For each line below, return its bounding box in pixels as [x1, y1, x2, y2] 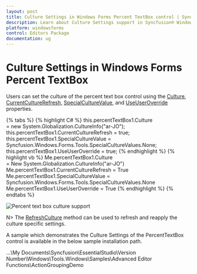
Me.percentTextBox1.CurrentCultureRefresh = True [6, 166, 129, 173]
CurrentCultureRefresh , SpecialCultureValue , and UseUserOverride [6, 99, 168, 106]
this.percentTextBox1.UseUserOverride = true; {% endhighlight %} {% [6, 148, 175, 155]
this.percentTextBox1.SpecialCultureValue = [6, 135, 111, 142]
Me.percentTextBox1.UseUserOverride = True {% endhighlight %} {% [6, 185, 174, 192]
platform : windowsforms [6, 25, 64, 31]
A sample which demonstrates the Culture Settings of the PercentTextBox [6, 231, 184, 238]
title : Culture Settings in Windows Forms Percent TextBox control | [6, 14, 180, 20]
